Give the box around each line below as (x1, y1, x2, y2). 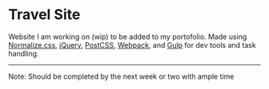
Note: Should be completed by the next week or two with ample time (8, 72, 235, 81)
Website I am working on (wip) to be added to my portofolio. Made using (8, 32, 247, 41)
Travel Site (8, 6, 81, 24)
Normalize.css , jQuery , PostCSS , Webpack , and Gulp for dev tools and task (8, 40, 256, 49)
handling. (8, 48, 39, 58)
